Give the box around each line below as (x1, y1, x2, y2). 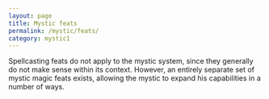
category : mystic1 (8, 34, 70, 43)
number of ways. (8, 82, 65, 92)
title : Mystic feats (8, 19, 78, 27)
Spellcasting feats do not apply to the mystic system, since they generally (8, 56, 254, 66)
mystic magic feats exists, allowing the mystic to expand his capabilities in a (8, 73, 261, 83)
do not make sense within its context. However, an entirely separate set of (8, 65, 255, 75)
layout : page (8, 11, 53, 20)
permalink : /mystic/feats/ (8, 27, 99, 35)
